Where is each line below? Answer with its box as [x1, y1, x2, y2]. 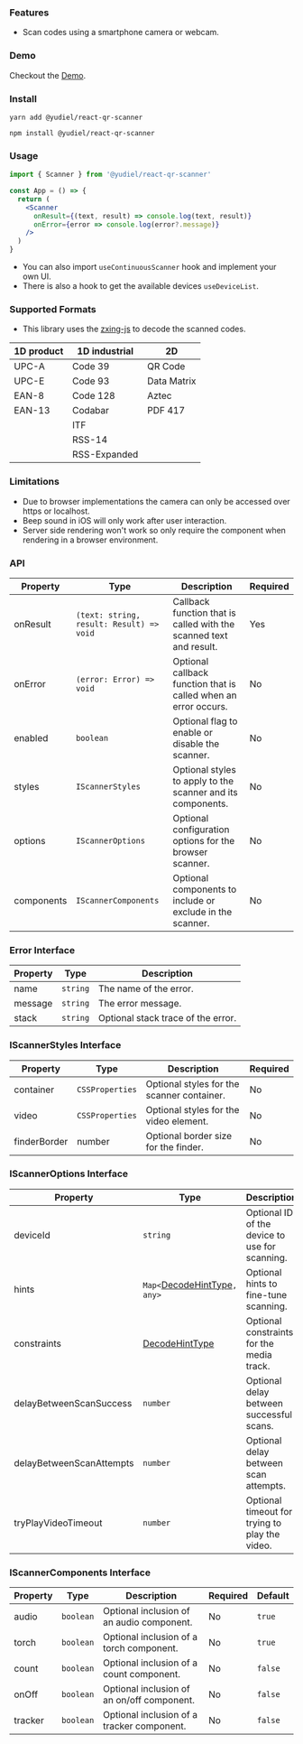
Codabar [71, 404, 110, 417]
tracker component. [102, 1720, 187, 1732]
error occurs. [172, 700, 228, 712]
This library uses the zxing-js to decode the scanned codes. [22, 323, 246, 335]
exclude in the [172, 905, 233, 918]
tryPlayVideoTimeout [14, 1517, 103, 1529]
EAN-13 [14, 404, 50, 417]
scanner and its [172, 785, 238, 798]
